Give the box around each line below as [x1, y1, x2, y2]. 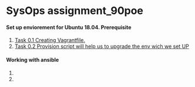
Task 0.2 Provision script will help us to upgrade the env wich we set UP [14, 43, 189, 50]
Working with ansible [6, 56, 59, 63]
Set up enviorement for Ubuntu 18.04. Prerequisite [6, 23, 132, 30]
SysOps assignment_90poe [6, 4, 144, 18]
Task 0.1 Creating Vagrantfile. [14, 37, 85, 44]
